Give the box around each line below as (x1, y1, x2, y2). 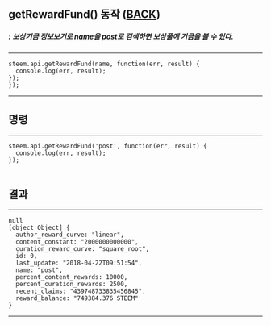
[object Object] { (8, 223, 70, 231)
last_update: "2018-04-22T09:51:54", (15, 259, 143, 267)
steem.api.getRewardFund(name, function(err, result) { (8, 60, 200, 69)
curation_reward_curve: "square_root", (15, 244, 150, 252)
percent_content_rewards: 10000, (15, 273, 128, 281)
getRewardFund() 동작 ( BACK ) (8, 7, 161, 22)
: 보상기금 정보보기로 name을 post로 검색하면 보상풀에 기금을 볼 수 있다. (8, 31, 234, 41)
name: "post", (15, 265, 63, 274)
